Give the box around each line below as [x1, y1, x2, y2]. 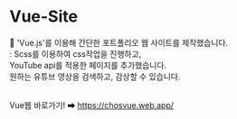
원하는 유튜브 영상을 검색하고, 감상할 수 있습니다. [9, 70, 181, 82]
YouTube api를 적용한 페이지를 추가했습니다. [9, 59, 167, 70]
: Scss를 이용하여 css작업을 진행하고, [9, 48, 142, 59]
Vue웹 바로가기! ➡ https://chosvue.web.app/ [9, 99, 175, 110]
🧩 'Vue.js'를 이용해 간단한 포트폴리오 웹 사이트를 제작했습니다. [9, 37, 229, 48]
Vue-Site [9, 6, 79, 27]
